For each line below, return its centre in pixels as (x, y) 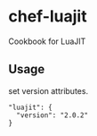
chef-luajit (48, 17)
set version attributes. (48, 90)
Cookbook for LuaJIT (47, 41)
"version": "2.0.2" (53, 115)
